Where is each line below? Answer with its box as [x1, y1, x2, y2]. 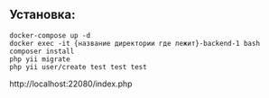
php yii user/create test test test [9, 62, 147, 71]
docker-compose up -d [9, 31, 91, 40]
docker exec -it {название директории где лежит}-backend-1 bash [9, 39, 260, 48]
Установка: [9, 7, 76, 22]
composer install [9, 47, 75, 56]
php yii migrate [9, 54, 70, 64]
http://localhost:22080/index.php [9, 78, 133, 89]
